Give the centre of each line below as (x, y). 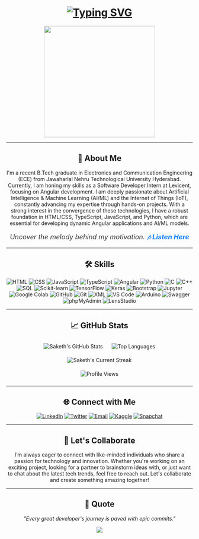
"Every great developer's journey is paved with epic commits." (99, 518)
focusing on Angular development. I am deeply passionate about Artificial (99, 191)
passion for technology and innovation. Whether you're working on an (99, 461)
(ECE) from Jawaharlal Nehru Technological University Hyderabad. (99, 179)
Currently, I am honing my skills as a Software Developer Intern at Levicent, (99, 185)
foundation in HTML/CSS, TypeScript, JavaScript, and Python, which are (99, 217)
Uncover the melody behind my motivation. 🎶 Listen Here (99, 237)
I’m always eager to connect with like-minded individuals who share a (99, 455)
